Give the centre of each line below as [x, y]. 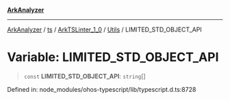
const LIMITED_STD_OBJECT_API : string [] [85, 76]
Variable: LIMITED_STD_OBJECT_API [113, 57]
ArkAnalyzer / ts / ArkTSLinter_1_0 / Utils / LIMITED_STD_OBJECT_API [104, 29]
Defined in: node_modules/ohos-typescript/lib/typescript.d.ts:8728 [102, 89]
